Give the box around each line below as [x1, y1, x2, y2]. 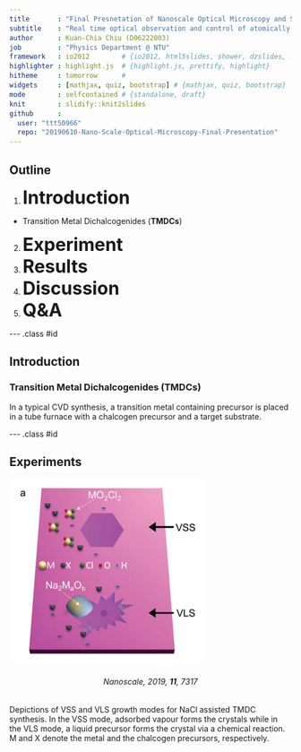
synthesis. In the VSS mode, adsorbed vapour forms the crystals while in [9, 713, 279, 724]
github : [9, 108, 63, 118]
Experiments [9, 454, 82, 470]
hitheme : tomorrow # [9, 72, 126, 81]
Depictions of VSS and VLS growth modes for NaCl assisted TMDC [9, 704, 257, 714]
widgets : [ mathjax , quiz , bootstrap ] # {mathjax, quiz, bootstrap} [9, 81, 287, 90]
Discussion [21, 276, 120, 299]
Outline [9, 162, 51, 177]
